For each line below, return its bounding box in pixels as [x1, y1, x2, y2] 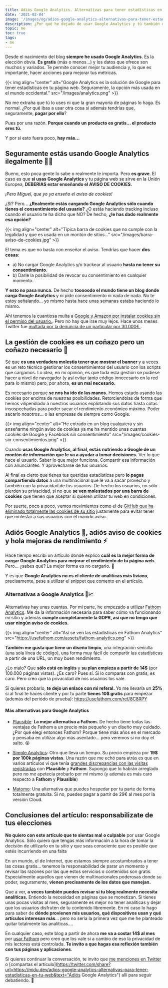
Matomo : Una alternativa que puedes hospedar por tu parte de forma [12, 786, 155, 792]
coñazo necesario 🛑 [5, 346, 68, 354]
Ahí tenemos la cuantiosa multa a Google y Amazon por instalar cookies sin [5, 313, 160, 319]
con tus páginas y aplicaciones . [5, 946, 72, 952]
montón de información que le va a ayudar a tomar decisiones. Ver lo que [5, 452, 160, 458]
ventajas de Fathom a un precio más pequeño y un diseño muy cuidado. [12, 724, 161, 730]
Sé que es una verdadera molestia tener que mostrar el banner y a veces [5, 359, 158, 365]
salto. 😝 [12, 740, 30, 746]
